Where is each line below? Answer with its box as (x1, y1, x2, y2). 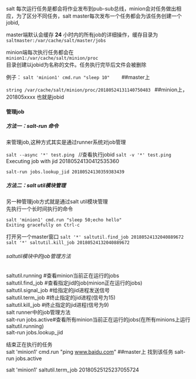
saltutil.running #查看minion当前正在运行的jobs (6, 272, 119, 279)
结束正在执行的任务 (6, 341, 53, 348)
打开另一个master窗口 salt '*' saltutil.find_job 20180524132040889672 (6, 233, 184, 240)
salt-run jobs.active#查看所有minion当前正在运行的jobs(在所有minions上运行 (6, 316, 191, 323)
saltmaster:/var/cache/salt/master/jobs (6, 38, 107, 43)
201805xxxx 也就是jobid (6, 93, 65, 100)
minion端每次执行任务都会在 (6, 49, 74, 56)
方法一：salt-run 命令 (6, 123, 59, 130)
